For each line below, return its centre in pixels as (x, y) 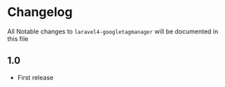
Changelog (40, 12)
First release (35, 77)
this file (18, 38)
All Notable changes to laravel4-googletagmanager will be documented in (113, 31)
